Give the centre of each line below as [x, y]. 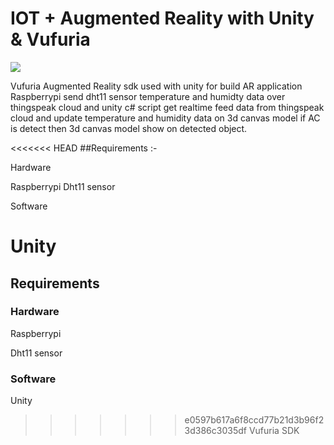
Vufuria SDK [274, 431]
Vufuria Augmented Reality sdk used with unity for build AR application [156, 86]
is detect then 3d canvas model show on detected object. [129, 128]
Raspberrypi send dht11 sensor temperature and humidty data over [148, 96]
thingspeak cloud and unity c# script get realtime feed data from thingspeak [167, 107]
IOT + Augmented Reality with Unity [162, 18]
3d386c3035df [215, 431]
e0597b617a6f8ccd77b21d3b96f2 [254, 420]
